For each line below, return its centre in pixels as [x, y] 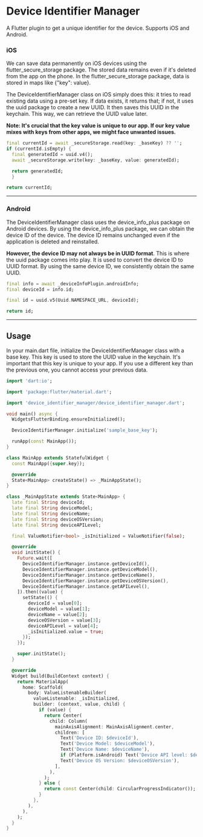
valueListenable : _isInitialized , [76, 699]
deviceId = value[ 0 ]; [55, 603]
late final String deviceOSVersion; [58, 519]
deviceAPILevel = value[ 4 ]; [63, 626]
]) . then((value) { [40, 592]
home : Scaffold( [43, 687]
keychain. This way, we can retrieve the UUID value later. [77, 114]
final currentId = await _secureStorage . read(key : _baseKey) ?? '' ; [94, 143]
